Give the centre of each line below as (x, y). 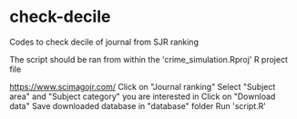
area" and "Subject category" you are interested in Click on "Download (143, 96)
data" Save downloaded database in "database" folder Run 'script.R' (138, 105)
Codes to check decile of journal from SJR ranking (104, 42)
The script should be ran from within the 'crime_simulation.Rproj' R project (149, 59)
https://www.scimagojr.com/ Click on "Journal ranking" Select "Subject (143, 86)
